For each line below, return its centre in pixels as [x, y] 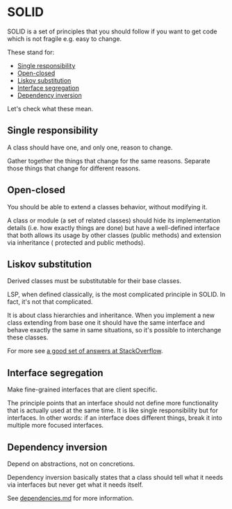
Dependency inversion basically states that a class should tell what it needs [115, 477]
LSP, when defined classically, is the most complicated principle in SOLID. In [116, 294]
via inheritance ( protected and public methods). [76, 242]
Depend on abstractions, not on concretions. [71, 464]
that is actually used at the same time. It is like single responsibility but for [113, 410]
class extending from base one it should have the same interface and [106, 323]
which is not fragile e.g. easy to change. [65, 38]
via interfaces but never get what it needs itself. [75, 485]
